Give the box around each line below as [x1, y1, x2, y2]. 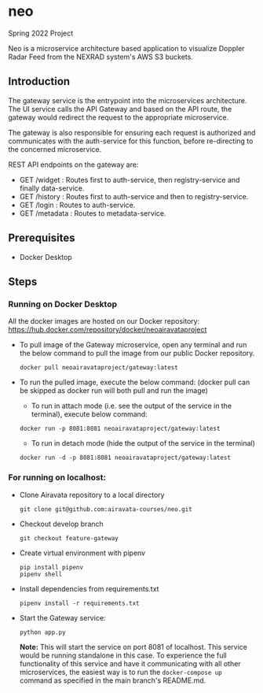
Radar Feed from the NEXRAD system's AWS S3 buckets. [8, 52, 194, 61]
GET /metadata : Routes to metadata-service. [19, 208, 166, 218]
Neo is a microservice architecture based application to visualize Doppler [8, 43, 245, 53]
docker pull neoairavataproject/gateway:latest [19, 364, 178, 372]
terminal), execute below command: [31, 409, 148, 419]
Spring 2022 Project [8, 28, 74, 38]
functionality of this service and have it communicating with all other [19, 658, 241, 668]
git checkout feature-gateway [19, 534, 119, 542]
